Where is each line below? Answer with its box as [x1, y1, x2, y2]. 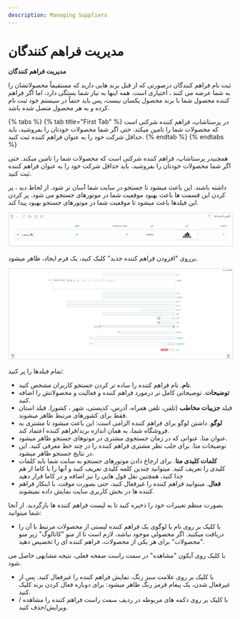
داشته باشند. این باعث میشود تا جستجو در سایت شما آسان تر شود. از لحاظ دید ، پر [8, 183, 227, 191]
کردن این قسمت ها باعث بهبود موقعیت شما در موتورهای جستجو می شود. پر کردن [8, 190, 226, 199]
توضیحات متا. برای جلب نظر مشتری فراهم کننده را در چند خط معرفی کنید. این [18, 441, 227, 450]
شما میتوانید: [8, 508, 42, 517]
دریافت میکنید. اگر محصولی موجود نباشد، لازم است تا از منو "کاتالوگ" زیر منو [18, 530, 224, 538]
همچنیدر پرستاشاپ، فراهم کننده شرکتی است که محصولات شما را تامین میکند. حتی [8, 154, 229, 162]
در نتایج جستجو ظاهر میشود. [18, 449, 94, 458]
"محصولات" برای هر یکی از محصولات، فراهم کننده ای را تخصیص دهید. [18, 538, 206, 546]
